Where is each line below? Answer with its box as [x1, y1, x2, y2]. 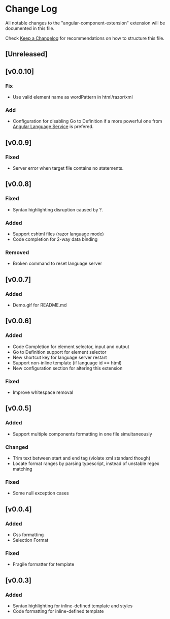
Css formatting [12, 532, 44, 538]
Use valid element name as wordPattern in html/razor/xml [12, 94, 133, 100]
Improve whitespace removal [12, 389, 74, 395]
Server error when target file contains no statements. [12, 165, 124, 171]
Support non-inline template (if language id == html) [12, 359, 122, 366]
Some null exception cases [12, 490, 70, 496]
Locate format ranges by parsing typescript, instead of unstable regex [12, 460, 160, 467]
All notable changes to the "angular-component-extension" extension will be [5, 20, 165, 26]
